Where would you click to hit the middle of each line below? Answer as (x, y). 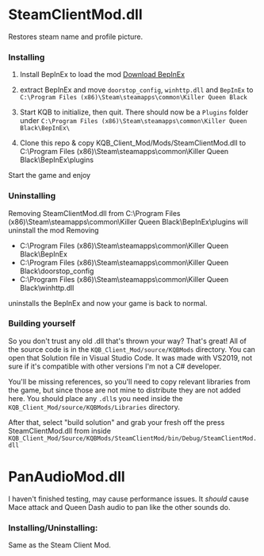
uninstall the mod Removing (54, 230)
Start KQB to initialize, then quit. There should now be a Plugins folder (134, 112)
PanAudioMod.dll (67, 477)
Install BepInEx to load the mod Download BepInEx (102, 75)
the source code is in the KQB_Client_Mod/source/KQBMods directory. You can (132, 349)
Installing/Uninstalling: (53, 527)
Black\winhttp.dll (47, 288)
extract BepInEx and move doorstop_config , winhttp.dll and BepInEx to (136, 90)
